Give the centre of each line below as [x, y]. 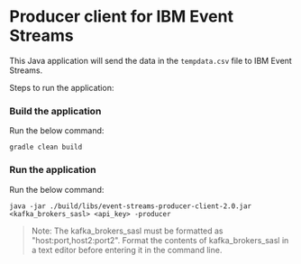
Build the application [55, 111]
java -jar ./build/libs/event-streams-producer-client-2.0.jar [131, 206]
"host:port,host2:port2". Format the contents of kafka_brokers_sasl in [160, 240]
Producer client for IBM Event [122, 17]
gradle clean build [46, 147]
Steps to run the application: [62, 87]
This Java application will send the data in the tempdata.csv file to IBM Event [151, 60]
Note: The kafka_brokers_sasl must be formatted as [127, 231]
